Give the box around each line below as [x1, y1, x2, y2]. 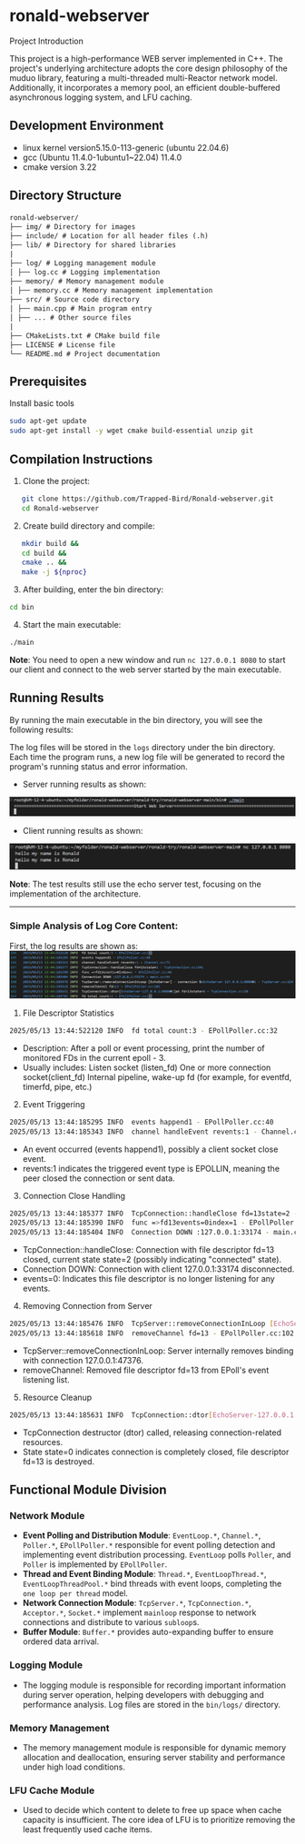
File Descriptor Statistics [22, 1007, 115, 1018]
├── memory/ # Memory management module [9, 276, 165, 286]
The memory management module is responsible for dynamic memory [22, 1742, 287, 1753]
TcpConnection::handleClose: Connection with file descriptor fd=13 [22, 1244, 275, 1255]
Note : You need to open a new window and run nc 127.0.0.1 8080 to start [9, 654, 286, 665]
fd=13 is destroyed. [22, 1455, 95, 1467]
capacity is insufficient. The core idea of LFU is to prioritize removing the [22, 1814, 296, 1826]
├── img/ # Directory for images [9, 222, 136, 232]
